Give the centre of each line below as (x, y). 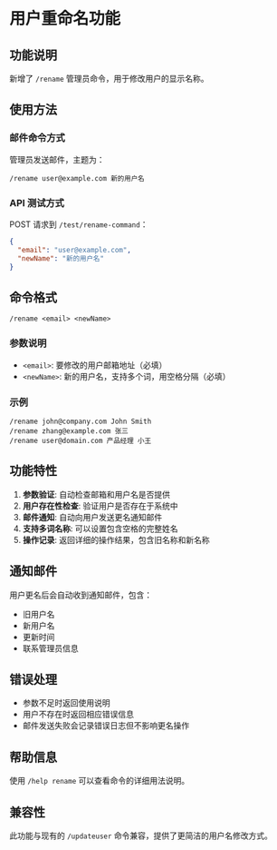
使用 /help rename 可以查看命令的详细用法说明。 (100, 781)
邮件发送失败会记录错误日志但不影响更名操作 (106, 726)
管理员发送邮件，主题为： (57, 159)
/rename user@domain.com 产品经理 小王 (81, 440)
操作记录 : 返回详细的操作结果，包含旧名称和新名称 (116, 539)
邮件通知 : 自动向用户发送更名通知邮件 (92, 517)
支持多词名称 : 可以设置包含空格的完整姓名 (100, 529)
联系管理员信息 (50, 648)
